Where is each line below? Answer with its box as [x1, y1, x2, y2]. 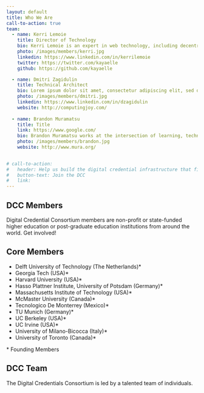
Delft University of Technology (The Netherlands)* [15, 262, 141, 270]
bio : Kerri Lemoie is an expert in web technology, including [17, 43, 178, 49]
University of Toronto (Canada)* [15, 333, 97, 341]
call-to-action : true [6, 20, 61, 26]
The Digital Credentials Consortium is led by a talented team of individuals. [6, 379, 193, 386]
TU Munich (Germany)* [15, 308, 74, 315]
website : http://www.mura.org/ [17, 144, 97, 150]
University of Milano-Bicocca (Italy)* [15, 327, 108, 335]
